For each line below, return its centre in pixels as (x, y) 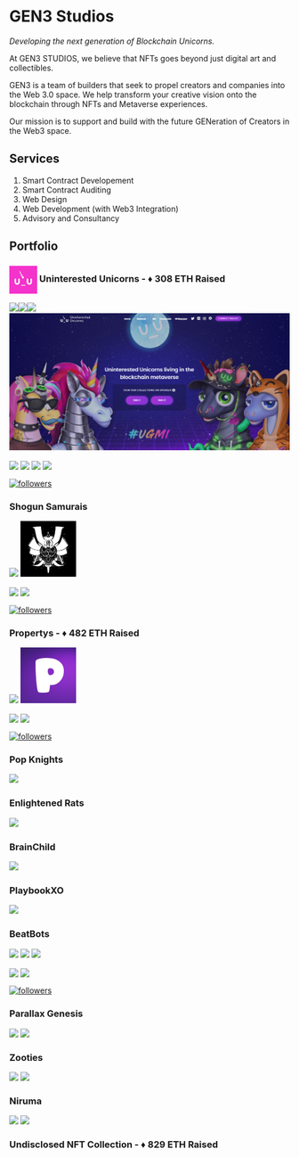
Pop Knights (36, 759)
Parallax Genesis (46, 1013)
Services (35, 159)
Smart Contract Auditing (66, 190)
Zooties (26, 1057)
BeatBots (30, 934)
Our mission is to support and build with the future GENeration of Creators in (149, 121)
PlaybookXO (36, 890)
